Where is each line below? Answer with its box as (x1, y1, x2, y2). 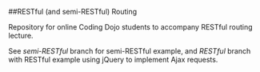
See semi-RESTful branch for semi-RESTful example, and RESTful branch (8, 46, 251, 55)
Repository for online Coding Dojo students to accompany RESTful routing (8, 22, 254, 31)
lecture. (8, 31, 34, 40)
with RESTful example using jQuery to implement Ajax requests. (8, 55, 218, 64)
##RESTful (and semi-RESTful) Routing (8, 7, 138, 16)
